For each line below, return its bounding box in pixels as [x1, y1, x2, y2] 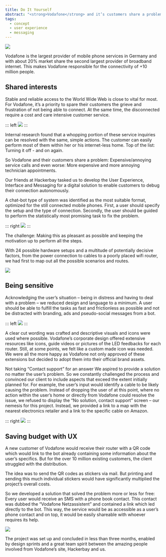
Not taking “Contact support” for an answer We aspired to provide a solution [5, 366, 161, 372]
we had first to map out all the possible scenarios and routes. [5, 258, 129, 264]
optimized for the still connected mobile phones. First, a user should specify [5, 202, 160, 208]
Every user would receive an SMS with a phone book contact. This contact [5, 496, 157, 502]
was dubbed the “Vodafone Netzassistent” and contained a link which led [5, 501, 155, 507]
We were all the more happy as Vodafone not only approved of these [5, 351, 145, 357]
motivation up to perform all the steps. [5, 238, 83, 243]
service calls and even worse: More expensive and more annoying [5, 162, 140, 168]
